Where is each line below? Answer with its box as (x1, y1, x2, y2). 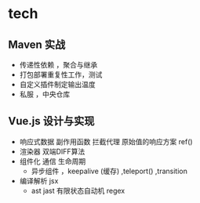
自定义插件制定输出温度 (19, 80, 96, 89)
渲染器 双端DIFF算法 (19, 147, 85, 156)
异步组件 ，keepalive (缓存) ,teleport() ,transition (31, 166, 188, 176)
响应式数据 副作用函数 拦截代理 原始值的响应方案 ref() (19, 136, 194, 146)
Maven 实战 (8, 38, 66, 51)
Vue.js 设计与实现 (8, 114, 95, 128)
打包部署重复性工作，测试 (19, 70, 103, 79)
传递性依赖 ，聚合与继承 (19, 60, 98, 69)
